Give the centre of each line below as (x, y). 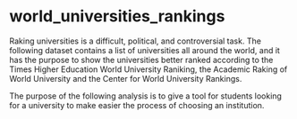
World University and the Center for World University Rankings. (126, 78)
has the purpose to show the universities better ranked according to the (141, 59)
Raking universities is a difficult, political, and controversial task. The (136, 41)
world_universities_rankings (117, 16)
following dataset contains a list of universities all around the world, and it (144, 50)
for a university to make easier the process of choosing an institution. (137, 105)
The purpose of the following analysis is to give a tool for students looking (145, 96)
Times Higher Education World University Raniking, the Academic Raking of (148, 69)
